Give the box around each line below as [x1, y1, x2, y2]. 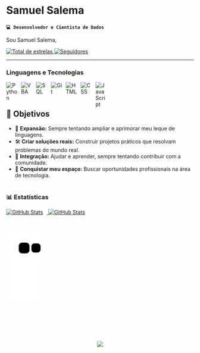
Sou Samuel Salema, [6, 36, 57, 43]
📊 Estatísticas [6, 193, 49, 201]
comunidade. [14, 159, 48, 166]
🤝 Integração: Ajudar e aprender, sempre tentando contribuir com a [14, 152, 182, 160]
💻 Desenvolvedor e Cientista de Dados [6, 24, 104, 30]
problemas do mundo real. [14, 146, 80, 154]
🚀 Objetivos [6, 109, 50, 119]
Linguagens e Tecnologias [6, 68, 84, 76]
